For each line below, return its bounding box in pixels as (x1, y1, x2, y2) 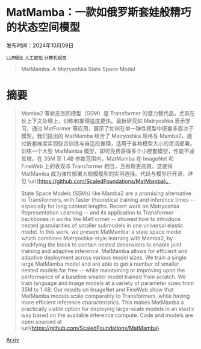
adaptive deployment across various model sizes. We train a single (20, 254, 187, 261)
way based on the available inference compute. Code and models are (20, 312, 194, 319)
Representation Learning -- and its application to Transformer (20, 209, 174, 216)
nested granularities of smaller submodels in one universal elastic (20, 222, 184, 229)
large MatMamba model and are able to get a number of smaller (20, 260, 179, 267)
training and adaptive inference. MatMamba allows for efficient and (20, 247, 188, 254)
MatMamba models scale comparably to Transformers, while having (20, 292, 190, 299)
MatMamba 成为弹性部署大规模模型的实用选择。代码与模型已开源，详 (20, 170, 194, 177)
